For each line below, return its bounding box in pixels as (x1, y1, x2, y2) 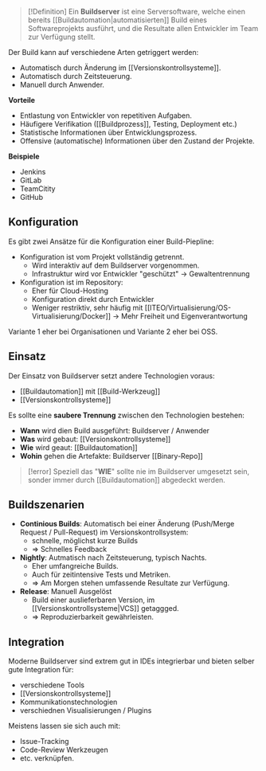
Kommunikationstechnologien (19, 697, 118, 707)
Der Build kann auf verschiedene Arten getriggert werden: (8, 48, 199, 57)
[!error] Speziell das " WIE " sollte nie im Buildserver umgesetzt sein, (27, 466, 249, 476)
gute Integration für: (8, 665, 74, 675)
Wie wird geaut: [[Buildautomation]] (19, 442, 138, 452)
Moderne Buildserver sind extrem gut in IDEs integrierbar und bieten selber (8, 656, 255, 666)
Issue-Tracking (19, 737, 69, 746)
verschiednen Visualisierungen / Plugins (19, 706, 152, 715)
